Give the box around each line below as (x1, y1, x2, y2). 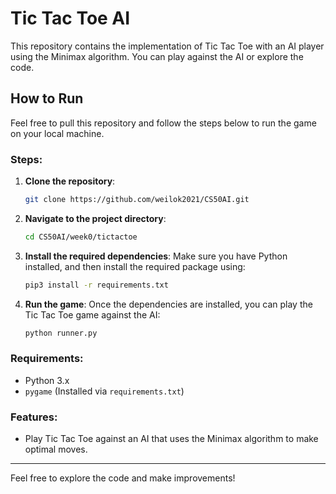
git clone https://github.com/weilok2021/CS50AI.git (24, 195, 250, 205)
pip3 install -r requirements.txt (24, 280, 169, 290)
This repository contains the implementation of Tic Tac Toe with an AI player (10, 40, 325, 52)
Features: (10, 410, 58, 424)
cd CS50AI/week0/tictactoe (24, 232, 138, 242)
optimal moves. (24, 443, 88, 456)
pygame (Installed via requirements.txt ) (24, 385, 185, 397)
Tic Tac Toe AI (10, 7, 131, 30)
